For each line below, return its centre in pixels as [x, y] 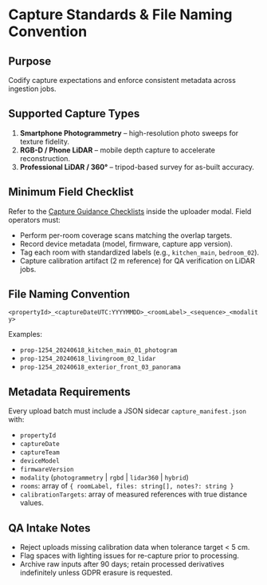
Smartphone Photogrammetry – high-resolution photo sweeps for [129, 132]
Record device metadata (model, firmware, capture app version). [126, 243]
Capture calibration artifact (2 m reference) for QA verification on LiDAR [137, 260]
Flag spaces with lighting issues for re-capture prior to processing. [129, 555]
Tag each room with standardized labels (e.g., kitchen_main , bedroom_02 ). [139, 252]
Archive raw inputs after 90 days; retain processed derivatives [122, 564]
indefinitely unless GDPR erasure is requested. [96, 573]
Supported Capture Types [74, 114]
